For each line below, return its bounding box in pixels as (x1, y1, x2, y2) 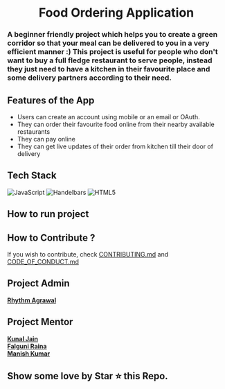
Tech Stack (7, 170, 57, 182)
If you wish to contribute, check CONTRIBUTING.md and (7, 250, 169, 258)
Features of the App (7, 94, 95, 106)
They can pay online (17, 135, 76, 143)
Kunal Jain (7, 334, 39, 343)
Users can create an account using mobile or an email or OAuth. (17, 112, 200, 121)
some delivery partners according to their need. (7, 73, 172, 83)
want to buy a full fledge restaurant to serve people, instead (7, 55, 213, 65)
